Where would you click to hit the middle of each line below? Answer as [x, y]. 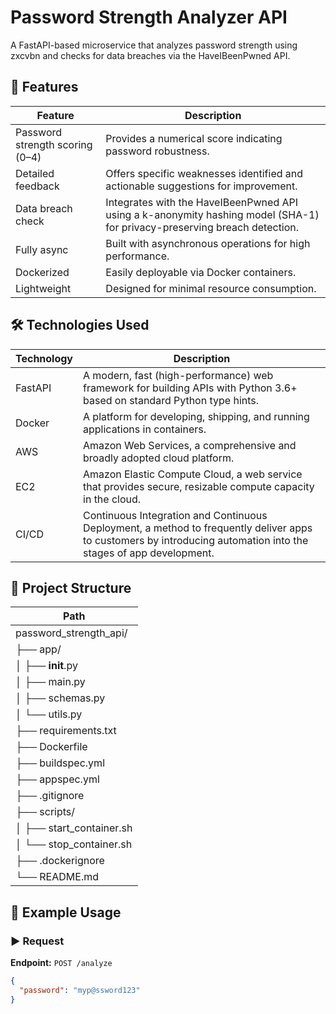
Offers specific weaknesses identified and [204, 173]
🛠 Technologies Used [80, 325]
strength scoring [54, 144]
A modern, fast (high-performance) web [178, 375]
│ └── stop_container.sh [74, 844]
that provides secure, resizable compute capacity [199, 486]
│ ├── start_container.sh [74, 828]
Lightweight [43, 288]
